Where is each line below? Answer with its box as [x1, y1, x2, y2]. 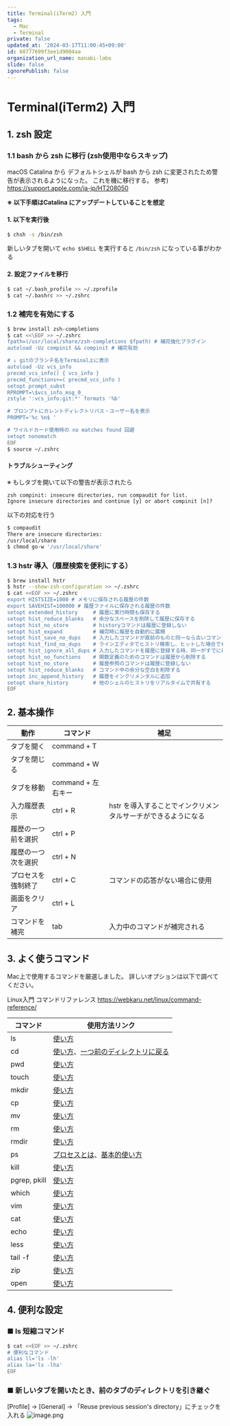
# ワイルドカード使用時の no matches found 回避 [7, 427, 135, 433]
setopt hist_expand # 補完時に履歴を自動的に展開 [7, 628, 166, 635]
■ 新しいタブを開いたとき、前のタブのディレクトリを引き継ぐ [7, 1385, 211, 1395]
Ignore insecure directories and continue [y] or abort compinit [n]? [7, 497, 213, 505]
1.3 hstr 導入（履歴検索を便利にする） [7, 561, 132, 571]
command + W [51, 760, 99, 769]
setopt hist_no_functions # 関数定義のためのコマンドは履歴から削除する [7, 654, 207, 661]
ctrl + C [51, 875, 77, 885]
